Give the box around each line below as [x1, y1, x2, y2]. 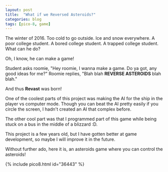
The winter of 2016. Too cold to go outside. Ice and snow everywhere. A [5, 35, 155, 41]
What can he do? [5, 46, 41, 52]
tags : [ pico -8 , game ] [5, 21, 51, 27]
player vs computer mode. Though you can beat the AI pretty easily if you [5, 101, 159, 107]
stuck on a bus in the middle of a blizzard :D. [5, 121, 98, 127]
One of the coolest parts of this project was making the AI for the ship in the [5, 96, 163, 102]
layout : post [5, 7, 33, 13]
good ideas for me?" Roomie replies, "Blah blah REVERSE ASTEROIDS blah [5, 71, 161, 77]
